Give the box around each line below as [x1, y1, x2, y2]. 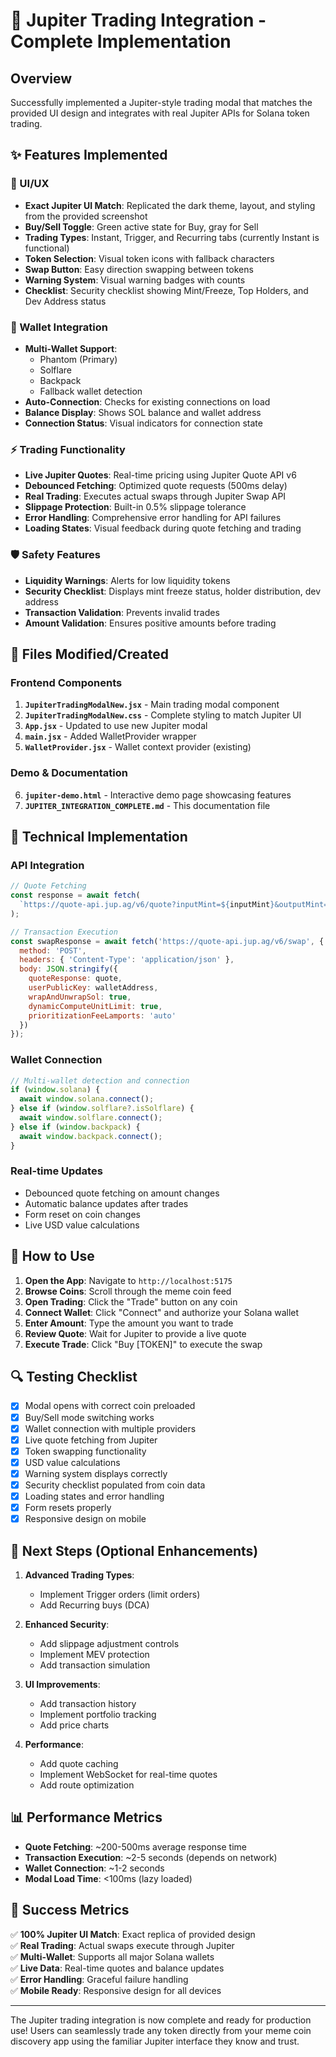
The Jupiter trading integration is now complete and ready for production [10, 2014, 312, 2026]
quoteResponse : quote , [28, 974, 123, 984]
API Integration [10, 858, 85, 872]
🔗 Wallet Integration [10, 320, 108, 334]
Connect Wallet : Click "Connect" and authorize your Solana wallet [24, 1306, 300, 1318]
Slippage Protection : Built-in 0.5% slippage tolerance [24, 501, 247, 513]
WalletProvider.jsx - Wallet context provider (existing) [24, 741, 252, 753]
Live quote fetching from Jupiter [24, 1434, 158, 1446]
